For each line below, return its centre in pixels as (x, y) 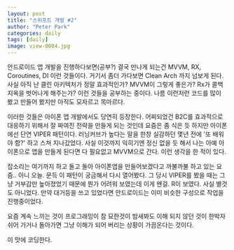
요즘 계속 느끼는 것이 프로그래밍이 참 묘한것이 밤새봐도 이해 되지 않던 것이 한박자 (117, 216)
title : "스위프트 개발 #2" (42, 20)
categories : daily (34, 33)
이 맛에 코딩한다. (30, 240)
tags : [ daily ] (28, 40)
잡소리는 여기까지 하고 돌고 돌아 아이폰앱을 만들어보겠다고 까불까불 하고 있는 (111, 166)
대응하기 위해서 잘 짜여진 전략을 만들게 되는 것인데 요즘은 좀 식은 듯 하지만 (108, 125)
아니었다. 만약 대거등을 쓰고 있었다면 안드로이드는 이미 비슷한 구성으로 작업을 (119, 192)
